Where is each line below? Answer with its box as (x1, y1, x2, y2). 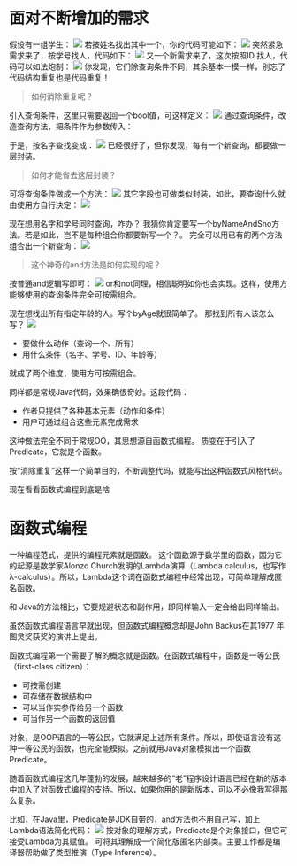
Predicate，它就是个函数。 (9, 446, 106, 457)
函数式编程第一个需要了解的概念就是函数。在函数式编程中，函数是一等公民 (9, 650, 280, 661)
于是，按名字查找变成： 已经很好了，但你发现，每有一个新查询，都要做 (9, 139, 278, 151)
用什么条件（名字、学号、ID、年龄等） (21, 349, 162, 360)
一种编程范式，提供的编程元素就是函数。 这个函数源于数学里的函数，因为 (9, 549, 275, 560)
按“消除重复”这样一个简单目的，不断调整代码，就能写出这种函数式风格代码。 (9, 465, 287, 476)
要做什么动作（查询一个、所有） (21, 337, 139, 348)
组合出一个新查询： (9, 240, 80, 251)
